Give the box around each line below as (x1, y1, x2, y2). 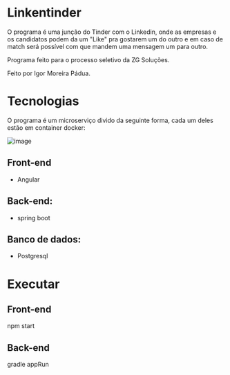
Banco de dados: (7, 233, 82, 245)
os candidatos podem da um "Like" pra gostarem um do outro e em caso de (7, 35, 223, 43)
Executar (7, 276, 60, 291)
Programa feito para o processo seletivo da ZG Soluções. (7, 55, 170, 64)
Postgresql (17, 252, 48, 260)
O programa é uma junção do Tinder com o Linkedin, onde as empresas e (7, 28, 217, 36)
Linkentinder (7, 5, 82, 21)
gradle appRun (7, 360, 50, 369)
